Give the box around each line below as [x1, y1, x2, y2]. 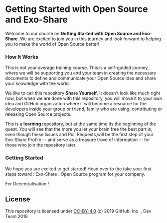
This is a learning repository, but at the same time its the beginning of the [5, 121, 157, 127]
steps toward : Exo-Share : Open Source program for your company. [5, 171, 146, 177]
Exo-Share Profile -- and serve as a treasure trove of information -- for [5, 137, 151, 143]
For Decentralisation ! [5, 180, 49, 187]
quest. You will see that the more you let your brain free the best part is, [5, 126, 153, 132]
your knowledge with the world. [5, 80, 70, 86]
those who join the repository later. [5, 142, 77, 148]
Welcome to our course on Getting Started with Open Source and [5, 30, 141, 36]
